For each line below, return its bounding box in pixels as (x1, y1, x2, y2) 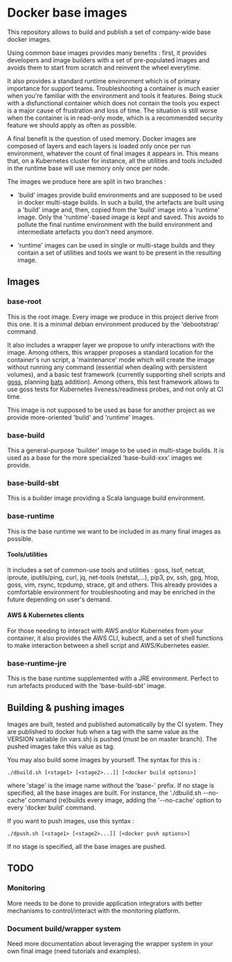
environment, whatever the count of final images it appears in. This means (7, 149, 220, 157)
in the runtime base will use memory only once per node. (7, 164, 170, 172)
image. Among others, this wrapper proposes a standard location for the (7, 348, 213, 357)
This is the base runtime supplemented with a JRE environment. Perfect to (7, 674, 220, 682)
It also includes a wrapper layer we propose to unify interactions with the (7, 341, 215, 349)
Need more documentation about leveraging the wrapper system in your (7, 940, 213, 948)
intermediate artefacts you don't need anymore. (17, 227, 154, 236)
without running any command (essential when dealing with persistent (7, 363, 208, 371)
